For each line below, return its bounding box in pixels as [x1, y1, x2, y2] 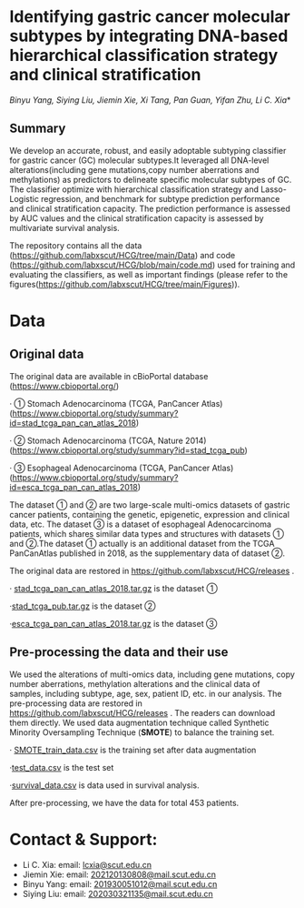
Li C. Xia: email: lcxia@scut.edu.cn [22, 859, 152, 870]
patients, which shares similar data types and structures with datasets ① [9, 528, 284, 539]
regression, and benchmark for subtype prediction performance [40, 193, 280, 204]
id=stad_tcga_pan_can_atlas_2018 [9, 417, 136, 429]
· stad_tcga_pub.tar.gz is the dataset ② [9, 600, 156, 611]
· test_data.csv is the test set [9, 762, 114, 772]
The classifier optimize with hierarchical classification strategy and [9, 184, 259, 195]
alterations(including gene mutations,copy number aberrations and [9, 164, 260, 175]
